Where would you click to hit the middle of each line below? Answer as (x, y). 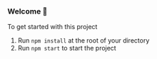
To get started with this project (52, 27)
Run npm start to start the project (67, 48)
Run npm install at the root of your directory (83, 41)
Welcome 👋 (27, 11)
